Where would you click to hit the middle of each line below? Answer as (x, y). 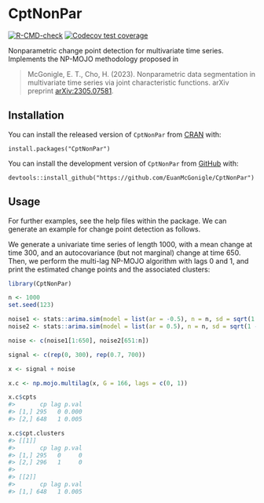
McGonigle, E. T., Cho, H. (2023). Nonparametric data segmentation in (141, 74)
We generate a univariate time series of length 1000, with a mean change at (130, 244)
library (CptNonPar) (40, 283)
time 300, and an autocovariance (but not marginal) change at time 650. (125, 253)
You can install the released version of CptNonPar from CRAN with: (115, 134)
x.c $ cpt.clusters (37, 433)
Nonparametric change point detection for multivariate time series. (116, 50)
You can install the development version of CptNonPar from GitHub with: (123, 163)
